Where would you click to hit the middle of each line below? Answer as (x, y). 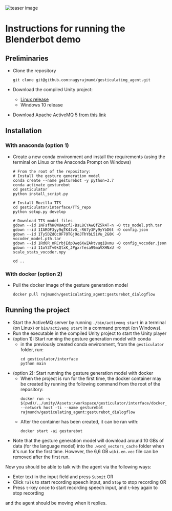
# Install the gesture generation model (56, 176)
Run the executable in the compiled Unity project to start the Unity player (90, 333)
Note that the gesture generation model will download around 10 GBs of (88, 440)
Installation (24, 131)
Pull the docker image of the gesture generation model (70, 285)
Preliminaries (27, 58)
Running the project (38, 310)
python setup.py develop (39, 212)
